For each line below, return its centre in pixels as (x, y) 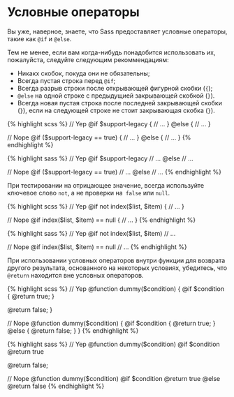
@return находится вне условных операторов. (76, 275)
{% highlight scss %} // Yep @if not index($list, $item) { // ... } (96, 206)
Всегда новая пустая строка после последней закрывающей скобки (119, 103)
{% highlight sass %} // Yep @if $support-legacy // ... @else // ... (100, 158)
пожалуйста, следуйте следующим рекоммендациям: (88, 59)
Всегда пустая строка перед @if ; (66, 80)
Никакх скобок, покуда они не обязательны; (83, 73)
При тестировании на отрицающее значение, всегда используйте (106, 185)
